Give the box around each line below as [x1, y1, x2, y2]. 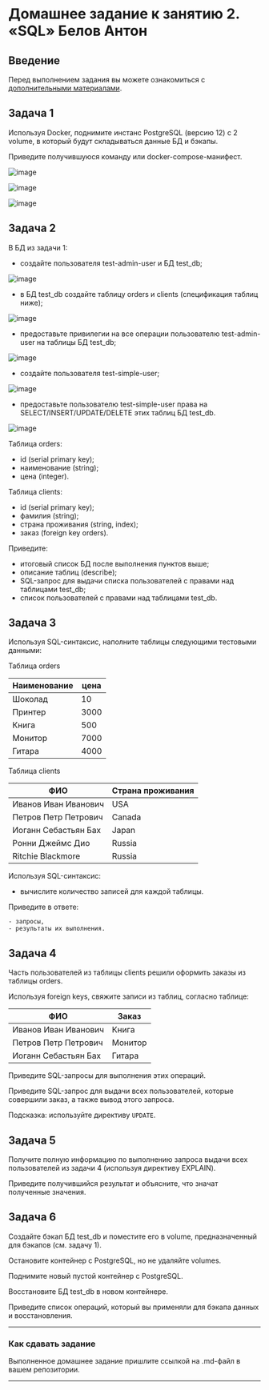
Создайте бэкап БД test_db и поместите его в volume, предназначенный [8, 1232, 258, 1241]
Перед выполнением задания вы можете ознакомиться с [8, 75, 206, 84]
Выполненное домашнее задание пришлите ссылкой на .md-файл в [8, 1356, 241, 1366]
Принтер [12, 707, 46, 718]
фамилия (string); [19, 511, 79, 520]
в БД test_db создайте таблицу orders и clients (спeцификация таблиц [19, 289, 259, 298]
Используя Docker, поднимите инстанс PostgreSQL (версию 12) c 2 [8, 127, 238, 137]
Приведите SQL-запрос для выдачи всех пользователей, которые [8, 1086, 234, 1096]
